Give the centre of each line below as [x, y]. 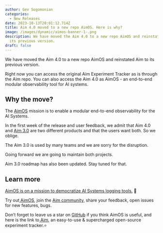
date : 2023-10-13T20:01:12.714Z [38, 23]
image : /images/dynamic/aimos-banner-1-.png [51, 32]
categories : [17, 14]
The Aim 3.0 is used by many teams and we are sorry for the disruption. [77, 145]
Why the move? [29, 100]
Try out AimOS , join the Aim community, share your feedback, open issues [79, 200]
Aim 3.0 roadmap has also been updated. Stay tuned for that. [66, 164]
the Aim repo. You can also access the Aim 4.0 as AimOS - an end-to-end [79, 79]
